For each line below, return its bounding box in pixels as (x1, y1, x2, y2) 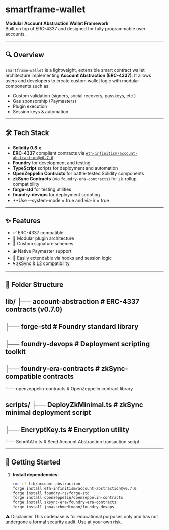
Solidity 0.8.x (12, 145, 41, 151)
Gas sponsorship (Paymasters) (12, 98, 77, 104)
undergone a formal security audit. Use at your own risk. (5, 519, 122, 525)
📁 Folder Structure (5, 280, 64, 289)
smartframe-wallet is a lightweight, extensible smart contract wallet (5, 67, 145, 73)
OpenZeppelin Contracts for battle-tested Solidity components (12, 170, 144, 176)
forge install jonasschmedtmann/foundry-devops (12, 505, 114, 510)
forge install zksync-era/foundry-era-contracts (12, 500, 117, 505)
